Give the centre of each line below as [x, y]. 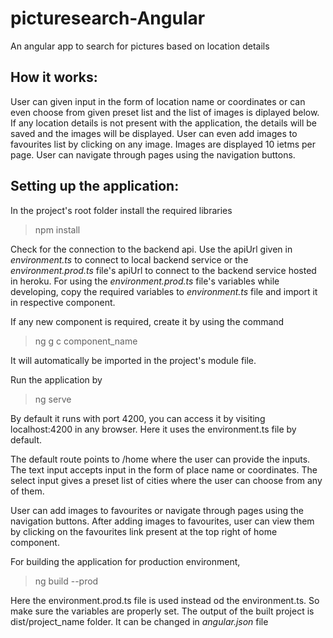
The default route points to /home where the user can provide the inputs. [160, 459]
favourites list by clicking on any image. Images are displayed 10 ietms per [163, 144]
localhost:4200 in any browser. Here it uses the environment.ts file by [153, 429]
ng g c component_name [86, 341]
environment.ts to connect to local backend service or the [129, 259]
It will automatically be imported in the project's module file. [133, 360]
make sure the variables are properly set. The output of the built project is [162, 611]
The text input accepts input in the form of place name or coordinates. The [164, 469]
